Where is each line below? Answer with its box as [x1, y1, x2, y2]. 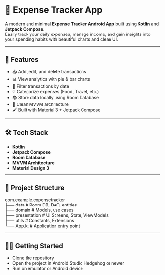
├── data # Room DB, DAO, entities [5, 202, 77, 208]
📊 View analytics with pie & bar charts [12, 76, 90, 82]
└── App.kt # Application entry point [5, 223, 80, 229]
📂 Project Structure [5, 183, 65, 192]
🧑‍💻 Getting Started [5, 241, 63, 250]
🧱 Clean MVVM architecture [12, 101, 69, 107]
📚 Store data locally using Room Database [12, 94, 99, 100]
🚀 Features [5, 55, 39, 64]
